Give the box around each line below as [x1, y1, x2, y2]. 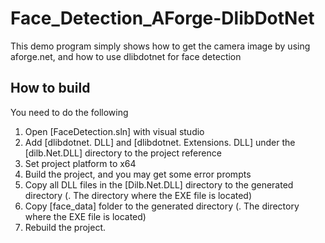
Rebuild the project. [24, 221, 107, 233]
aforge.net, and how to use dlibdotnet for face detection [10, 50, 242, 62]
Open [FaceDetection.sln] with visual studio [24, 125, 205, 137]
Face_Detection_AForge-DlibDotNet [10, 7, 315, 30]
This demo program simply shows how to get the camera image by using [10, 40, 311, 52]
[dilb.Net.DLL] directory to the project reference [24, 147, 222, 159]
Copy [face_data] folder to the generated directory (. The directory [24, 200, 300, 212]
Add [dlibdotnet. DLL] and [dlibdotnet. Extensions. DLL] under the [24, 136, 296, 148]
